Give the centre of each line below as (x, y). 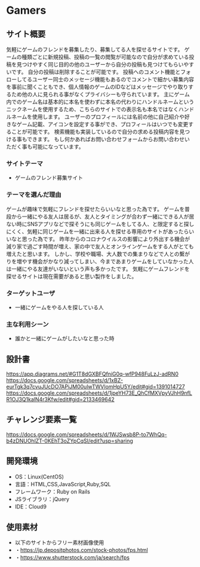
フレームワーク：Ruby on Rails (53, 492)
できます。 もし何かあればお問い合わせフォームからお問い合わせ (106, 139)
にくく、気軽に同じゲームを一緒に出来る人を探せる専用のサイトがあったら (98, 231)
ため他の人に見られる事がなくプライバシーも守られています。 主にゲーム (100, 94)
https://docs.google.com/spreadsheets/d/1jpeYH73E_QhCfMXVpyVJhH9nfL (99, 393)
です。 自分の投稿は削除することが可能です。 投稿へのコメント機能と (96, 72)
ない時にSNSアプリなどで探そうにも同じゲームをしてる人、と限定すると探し (100, 224)
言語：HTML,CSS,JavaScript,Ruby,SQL (63, 484)
